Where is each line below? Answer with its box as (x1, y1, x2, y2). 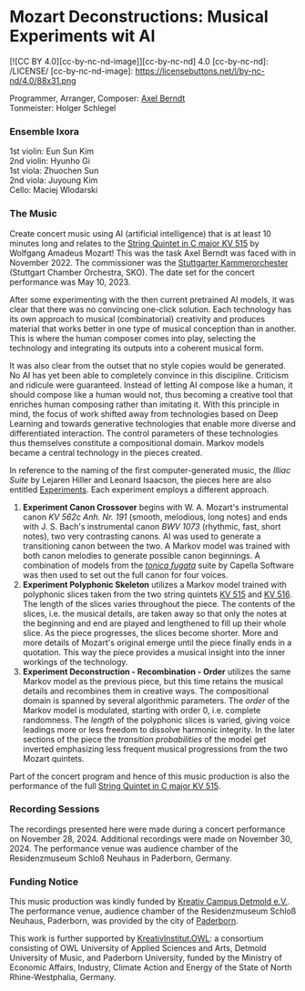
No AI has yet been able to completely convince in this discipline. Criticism (9, 369, 290, 380)
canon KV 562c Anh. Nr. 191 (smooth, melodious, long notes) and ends (22, 511, 289, 522)
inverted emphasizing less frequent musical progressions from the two (22, 743, 289, 754)
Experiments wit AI (9, 25, 156, 46)
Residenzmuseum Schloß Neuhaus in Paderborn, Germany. (9, 853, 232, 864)
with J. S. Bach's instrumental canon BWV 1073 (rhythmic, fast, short (22, 521, 281, 531)
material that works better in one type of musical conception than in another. (9, 323, 297, 334)
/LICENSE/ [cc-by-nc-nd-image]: (9, 66, 134, 76)
